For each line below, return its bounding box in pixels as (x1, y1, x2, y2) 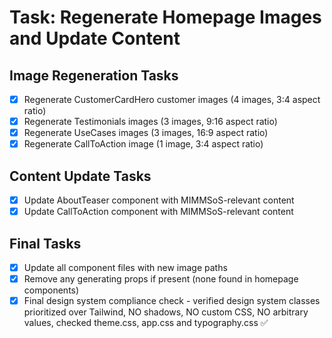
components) (23, 284, 80, 296)
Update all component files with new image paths (23, 262, 228, 273)
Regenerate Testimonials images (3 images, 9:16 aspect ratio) (23, 116, 278, 128)
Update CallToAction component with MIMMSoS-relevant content (23, 206, 294, 218)
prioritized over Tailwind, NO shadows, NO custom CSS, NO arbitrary (23, 306, 309, 318)
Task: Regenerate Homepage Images (9, 6, 322, 29)
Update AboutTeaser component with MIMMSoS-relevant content (23, 194, 295, 206)
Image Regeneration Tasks (9, 67, 179, 84)
